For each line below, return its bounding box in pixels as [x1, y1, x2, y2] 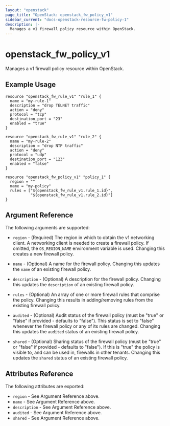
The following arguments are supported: [5, 224, 90, 230]
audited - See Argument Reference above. [12, 409, 102, 415]
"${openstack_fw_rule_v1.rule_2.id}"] [30, 193, 113, 198]
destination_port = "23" [10, 116, 63, 121]
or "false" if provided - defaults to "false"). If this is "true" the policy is [12, 344, 160, 350]
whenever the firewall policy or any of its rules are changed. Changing [12, 323, 161, 329]
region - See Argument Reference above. [12, 393, 100, 399]
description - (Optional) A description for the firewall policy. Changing [12, 276, 161, 282]
